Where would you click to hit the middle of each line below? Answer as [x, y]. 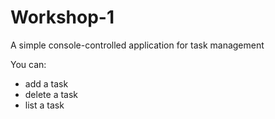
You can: [28, 64]
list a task [44, 105]
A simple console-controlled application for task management [137, 45]
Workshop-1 [62, 17]
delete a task [51, 94]
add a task [46, 83]
